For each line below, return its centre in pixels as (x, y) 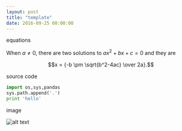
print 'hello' (24, 98)
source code (22, 77)
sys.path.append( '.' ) (33, 93)
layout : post (23, 12)
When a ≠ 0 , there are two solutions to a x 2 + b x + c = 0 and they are (91, 53)
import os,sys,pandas (33, 88)
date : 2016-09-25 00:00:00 (40, 23)
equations (19, 40)
